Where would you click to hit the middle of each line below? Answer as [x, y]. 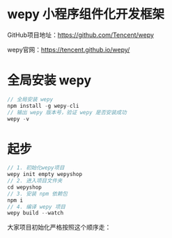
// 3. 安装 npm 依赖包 [38, 193]
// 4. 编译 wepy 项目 [37, 207]
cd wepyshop [24, 187]
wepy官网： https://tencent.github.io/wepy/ [69, 49]
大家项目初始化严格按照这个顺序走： [59, 228]
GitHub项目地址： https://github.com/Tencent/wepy [81, 35]
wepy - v [18, 119]
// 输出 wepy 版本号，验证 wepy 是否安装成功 [67, 112]
